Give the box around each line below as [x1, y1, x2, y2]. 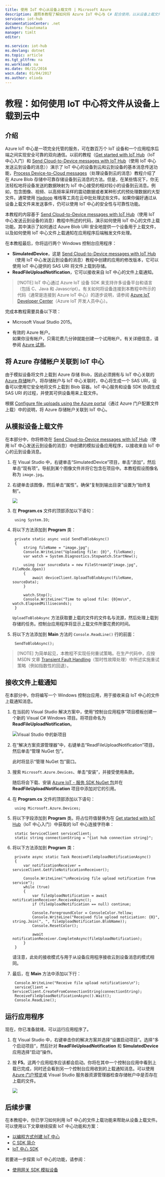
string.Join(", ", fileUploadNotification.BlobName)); [12, 919, 127, 924]
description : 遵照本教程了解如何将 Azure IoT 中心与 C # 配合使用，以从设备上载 [5, 12, 155, 17]
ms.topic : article [5, 53, 43, 58]
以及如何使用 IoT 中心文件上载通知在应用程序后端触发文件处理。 [5, 230, 134, 236]
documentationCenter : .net [5, 21, 60, 26]
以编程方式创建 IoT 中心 [12, 1133, 60, 1139]
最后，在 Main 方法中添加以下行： [12, 971, 82, 977]
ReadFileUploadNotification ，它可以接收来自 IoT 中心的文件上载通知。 [12, 269, 156, 275]
